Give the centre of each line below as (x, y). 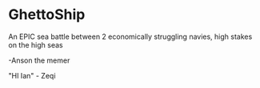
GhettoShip (47, 15)
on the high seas (36, 44)
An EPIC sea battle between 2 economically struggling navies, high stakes (130, 36)
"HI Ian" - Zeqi (32, 75)
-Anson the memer (39, 60)
